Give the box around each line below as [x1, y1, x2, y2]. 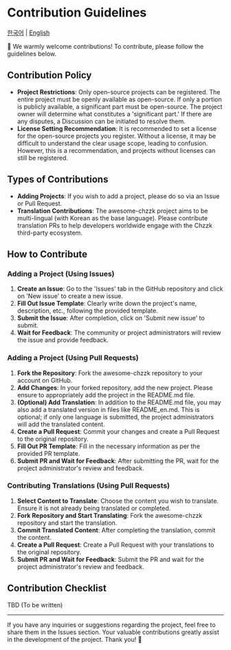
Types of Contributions [7, 174, 109, 185]
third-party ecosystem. [16, 229, 82, 237]
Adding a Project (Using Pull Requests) [7, 353, 139, 363]
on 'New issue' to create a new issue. [16, 292, 124, 300]
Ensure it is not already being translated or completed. [16, 504, 171, 512]
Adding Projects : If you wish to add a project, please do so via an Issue [16, 191, 220, 200]
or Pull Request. [16, 199, 63, 207]
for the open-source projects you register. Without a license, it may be [16, 132, 217, 140]
